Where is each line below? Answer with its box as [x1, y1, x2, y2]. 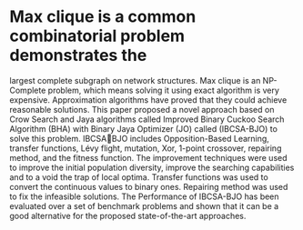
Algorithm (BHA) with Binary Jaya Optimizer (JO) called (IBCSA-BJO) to [9, 123, 278, 134]
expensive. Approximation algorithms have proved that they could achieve [9, 94, 288, 105]
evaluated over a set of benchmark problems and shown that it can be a [9, 200, 279, 211]
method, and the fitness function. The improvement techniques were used [9, 152, 288, 163]
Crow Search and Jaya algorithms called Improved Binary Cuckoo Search [9, 114, 285, 125]
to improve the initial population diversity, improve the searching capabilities [9, 162, 295, 173]
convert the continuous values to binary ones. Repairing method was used [9, 181, 288, 192]
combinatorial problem [9, 25, 185, 46]
